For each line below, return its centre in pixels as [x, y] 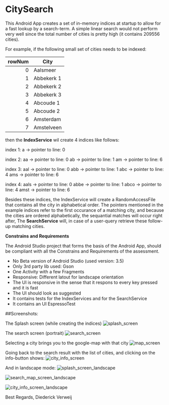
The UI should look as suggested [47, 293]
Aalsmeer [45, 70]
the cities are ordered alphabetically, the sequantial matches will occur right [84, 215]
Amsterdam [47, 119]
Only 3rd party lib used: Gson [43, 266]
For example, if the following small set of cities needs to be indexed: [76, 49]
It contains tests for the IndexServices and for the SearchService [80, 298]
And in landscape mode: [31, 368]
